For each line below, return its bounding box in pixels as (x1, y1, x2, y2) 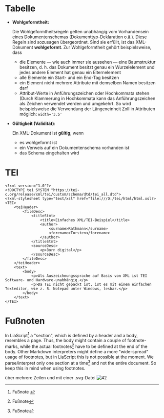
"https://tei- (51, 187, 80, 193)
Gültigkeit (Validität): (12, 121, 56, 126)
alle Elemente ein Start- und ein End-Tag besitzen (19, 74, 119, 80)
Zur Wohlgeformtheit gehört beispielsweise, (63, 44, 152, 50)
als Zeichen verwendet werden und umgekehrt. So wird (19, 100, 131, 106)
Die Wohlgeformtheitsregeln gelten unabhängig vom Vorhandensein (12, 28, 149, 34)
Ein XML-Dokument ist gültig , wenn (12, 130, 84, 136)
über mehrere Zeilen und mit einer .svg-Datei (5, 374, 96, 380)
